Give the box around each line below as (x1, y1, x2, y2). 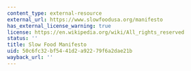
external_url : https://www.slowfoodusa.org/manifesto (7, 16, 164, 23)
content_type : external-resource (7, 9, 102, 17)
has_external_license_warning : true (7, 22, 111, 29)
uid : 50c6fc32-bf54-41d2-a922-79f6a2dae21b (7, 48, 133, 55)
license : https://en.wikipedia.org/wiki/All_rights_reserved (7, 28, 185, 36)
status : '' (7, 35, 38, 42)
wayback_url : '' (7, 54, 53, 61)
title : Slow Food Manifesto (7, 41, 87, 48)
